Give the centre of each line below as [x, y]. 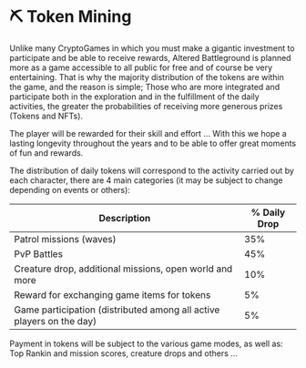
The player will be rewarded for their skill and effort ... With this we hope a [148, 133]
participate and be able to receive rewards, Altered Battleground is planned [150, 57]
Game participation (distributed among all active [117, 310]
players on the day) [56, 321]
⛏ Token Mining [71, 17]
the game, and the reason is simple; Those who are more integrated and [145, 87]
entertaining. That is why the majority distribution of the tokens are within [147, 77]
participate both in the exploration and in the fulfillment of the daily [134, 97]
